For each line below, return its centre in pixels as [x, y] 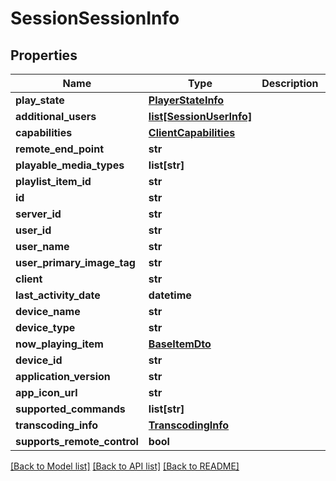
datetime [170, 295]
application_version [63, 376]
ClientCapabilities [192, 132]
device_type [45, 327]
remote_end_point [59, 149]
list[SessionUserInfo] [200, 116]
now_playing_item [59, 344]
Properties [44, 55]
